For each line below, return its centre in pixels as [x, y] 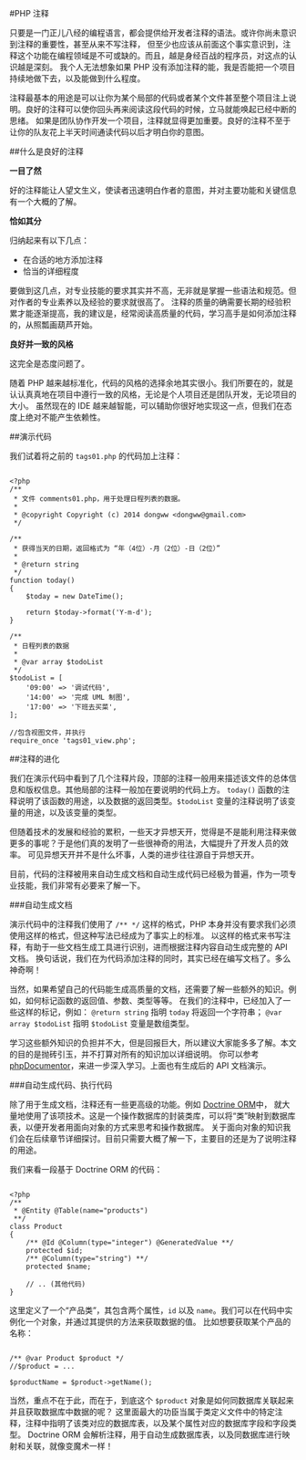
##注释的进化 [35, 759]
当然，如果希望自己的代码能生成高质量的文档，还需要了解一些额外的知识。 [149, 989]
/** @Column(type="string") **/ [87, 1258]
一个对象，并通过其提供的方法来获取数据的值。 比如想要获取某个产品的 [158, 1322]
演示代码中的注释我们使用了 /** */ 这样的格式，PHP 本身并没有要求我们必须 [153, 924]
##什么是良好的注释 [46, 151]
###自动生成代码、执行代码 [61, 1085]
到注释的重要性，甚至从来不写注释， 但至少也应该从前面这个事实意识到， [146, 44]
